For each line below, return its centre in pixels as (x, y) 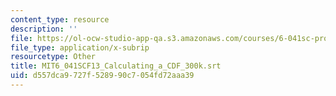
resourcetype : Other (53, 57)
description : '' (44, 29)
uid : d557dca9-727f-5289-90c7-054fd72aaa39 (102, 76)
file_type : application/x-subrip (80, 47)
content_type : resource (60, 19)
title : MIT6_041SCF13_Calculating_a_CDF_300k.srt (116, 66)
